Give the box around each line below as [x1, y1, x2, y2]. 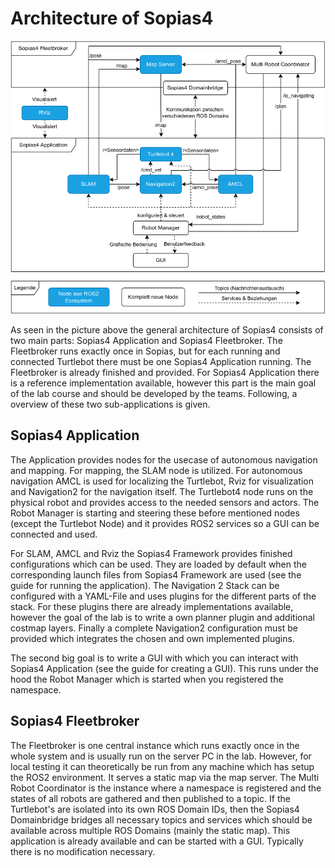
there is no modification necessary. [10, 845, 156, 857]
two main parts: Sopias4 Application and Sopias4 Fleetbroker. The [10, 334, 283, 346]
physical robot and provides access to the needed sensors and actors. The [10, 496, 320, 508]
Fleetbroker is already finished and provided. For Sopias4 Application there [10, 366, 320, 378]
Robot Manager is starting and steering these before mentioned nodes [10, 507, 300, 519]
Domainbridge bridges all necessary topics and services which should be [10, 813, 313, 826]
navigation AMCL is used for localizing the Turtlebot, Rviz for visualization [10, 475, 314, 487]
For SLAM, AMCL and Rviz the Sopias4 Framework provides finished [10, 547, 293, 559]
